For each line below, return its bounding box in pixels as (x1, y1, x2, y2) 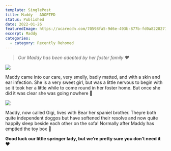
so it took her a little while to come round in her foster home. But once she (5, 84, 161, 90)
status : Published (5, 17, 44, 22)
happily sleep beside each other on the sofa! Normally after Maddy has (5, 120, 154, 126)
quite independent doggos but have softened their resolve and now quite (5, 115, 158, 121)
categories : (5, 36, 31, 41)
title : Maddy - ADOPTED (5, 12, 56, 17)
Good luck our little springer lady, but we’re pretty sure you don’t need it (5, 135, 161, 141)
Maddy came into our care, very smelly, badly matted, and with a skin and (5, 74, 160, 80)
